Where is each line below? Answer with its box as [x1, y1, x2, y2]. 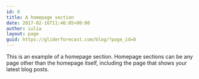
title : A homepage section [6, 14, 74, 20]
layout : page [6, 31, 39, 37]
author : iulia [6, 25, 42, 32]
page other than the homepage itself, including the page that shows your [6, 59, 187, 66]
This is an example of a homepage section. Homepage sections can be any [6, 53, 193, 60]
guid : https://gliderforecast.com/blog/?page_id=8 [6, 37, 136, 42]
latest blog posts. [6, 66, 49, 72]
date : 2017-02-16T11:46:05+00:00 [6, 20, 90, 26]
